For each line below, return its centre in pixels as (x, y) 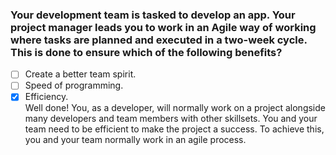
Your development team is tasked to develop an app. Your (153, 15)
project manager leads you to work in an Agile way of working (163, 27)
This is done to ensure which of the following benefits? (146, 52)
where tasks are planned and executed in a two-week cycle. (159, 40)
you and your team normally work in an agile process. (135, 140)
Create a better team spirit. (80, 74)
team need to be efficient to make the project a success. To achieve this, (174, 129)
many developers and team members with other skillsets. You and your (171, 119)
